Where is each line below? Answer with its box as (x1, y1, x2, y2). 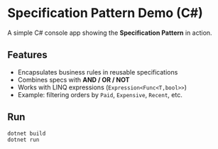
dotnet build (7, 130, 46, 137)
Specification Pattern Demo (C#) (7, 5, 204, 21)
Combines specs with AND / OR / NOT (17, 75, 130, 84)
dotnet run (7, 136, 40, 143)
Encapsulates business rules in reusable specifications (17, 67, 178, 76)
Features (7, 49, 48, 61)
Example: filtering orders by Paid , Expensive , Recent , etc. (17, 90, 182, 99)
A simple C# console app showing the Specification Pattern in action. (7, 28, 212, 37)
